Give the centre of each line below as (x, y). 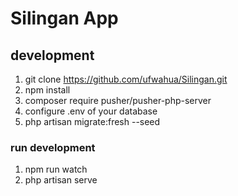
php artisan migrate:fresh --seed (92, 121)
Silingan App (64, 18)
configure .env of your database (91, 111)
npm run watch (56, 169)
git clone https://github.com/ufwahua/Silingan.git (126, 79)
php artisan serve (61, 180)
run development (53, 147)
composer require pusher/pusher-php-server (118, 100)
